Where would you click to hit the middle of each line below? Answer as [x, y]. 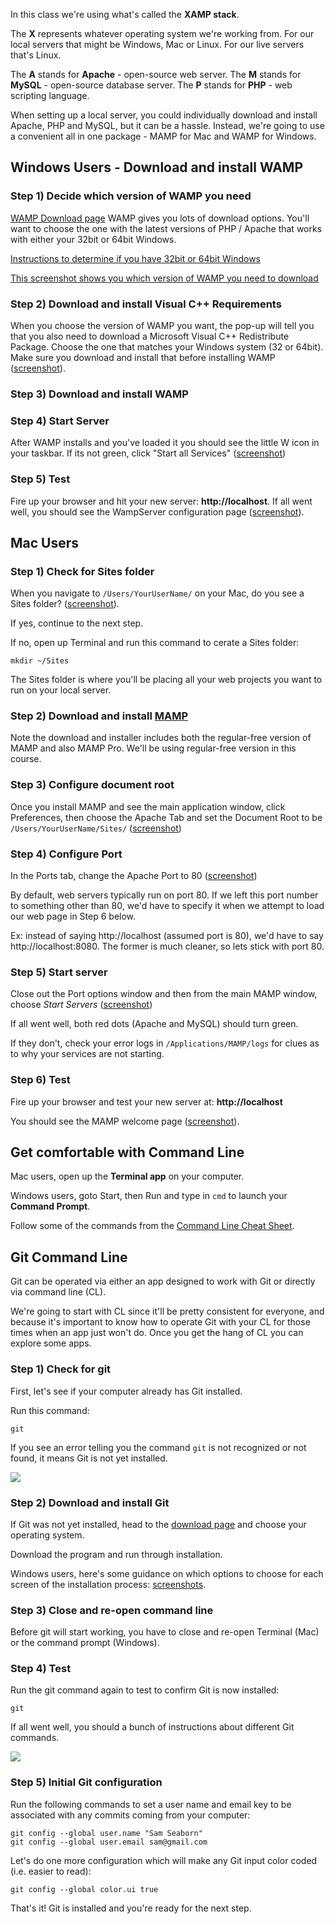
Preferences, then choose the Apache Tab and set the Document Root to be [166, 817]
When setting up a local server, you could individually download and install [164, 115]
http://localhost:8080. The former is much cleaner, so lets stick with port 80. [167, 946]
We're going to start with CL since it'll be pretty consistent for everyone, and [167, 1311]
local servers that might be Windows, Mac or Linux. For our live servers [157, 44]
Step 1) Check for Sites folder [82, 571]
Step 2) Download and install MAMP [99, 716]
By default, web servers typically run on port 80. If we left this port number [164, 895]
